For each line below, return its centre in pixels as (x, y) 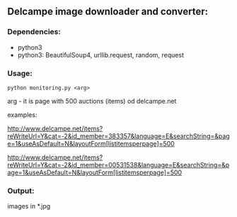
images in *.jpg (29, 206)
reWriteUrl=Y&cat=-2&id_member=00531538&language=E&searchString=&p (118, 165)
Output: (21, 191)
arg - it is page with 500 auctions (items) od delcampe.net (92, 101)
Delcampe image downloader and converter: (108, 12)
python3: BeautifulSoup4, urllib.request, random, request (100, 55)
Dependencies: (34, 32)
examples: (22, 115)
